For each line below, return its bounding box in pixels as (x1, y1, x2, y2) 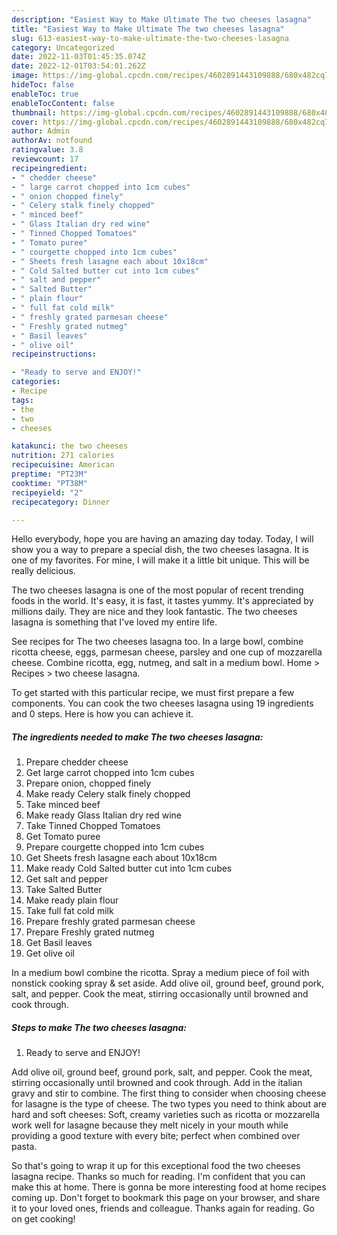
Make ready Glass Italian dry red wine (25, 809, 183, 821)
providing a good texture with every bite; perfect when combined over (11, 1130, 301, 1142)
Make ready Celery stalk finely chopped (25, 788, 191, 800)
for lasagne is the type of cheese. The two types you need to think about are (11, 1098, 327, 1110)
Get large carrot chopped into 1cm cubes (25, 767, 195, 779)
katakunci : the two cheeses (11, 441, 129, 451)
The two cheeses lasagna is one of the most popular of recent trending (11, 584, 304, 596)
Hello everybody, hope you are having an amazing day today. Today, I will (11, 533, 314, 545)
